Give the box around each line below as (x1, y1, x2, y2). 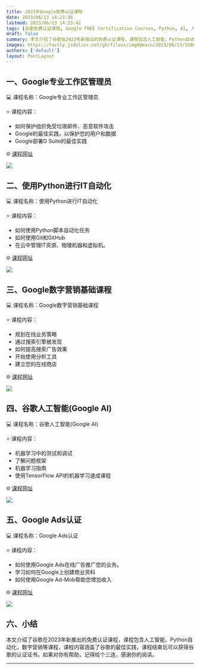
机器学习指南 (14, 464, 46, 471)
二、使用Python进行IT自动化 (6, 180, 112, 191)
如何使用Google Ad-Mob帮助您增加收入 (14, 576, 112, 583)
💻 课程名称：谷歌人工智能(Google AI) (6, 420, 99, 427)
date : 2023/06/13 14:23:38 (6, 14, 73, 20)
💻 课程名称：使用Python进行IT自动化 (6, 197, 98, 205)
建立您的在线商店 (14, 360, 57, 368)
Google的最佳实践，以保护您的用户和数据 (14, 130, 117, 137)
